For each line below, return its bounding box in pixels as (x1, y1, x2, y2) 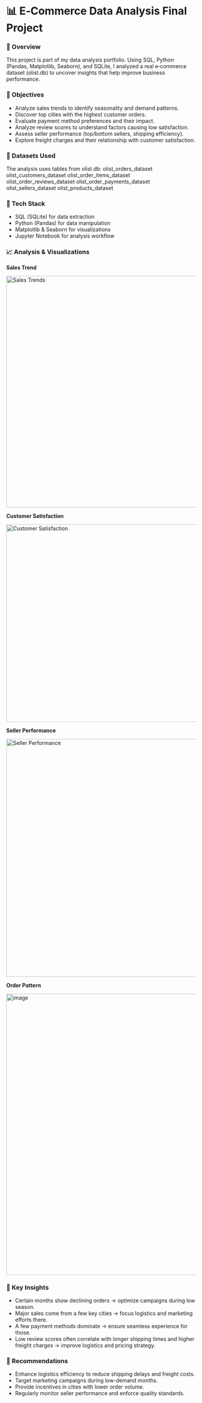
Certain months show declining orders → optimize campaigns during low (14, 1297, 195, 1304)
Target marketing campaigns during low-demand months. (14, 1377, 158, 1384)
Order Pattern (6, 981, 41, 989)
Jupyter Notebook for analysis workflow (14, 232, 115, 239)
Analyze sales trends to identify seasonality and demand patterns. (14, 104, 179, 112)
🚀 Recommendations (6, 1357, 68, 1365)
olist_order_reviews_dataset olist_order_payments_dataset (6, 178, 150, 185)
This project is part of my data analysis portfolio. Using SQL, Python (6, 56, 174, 63)
